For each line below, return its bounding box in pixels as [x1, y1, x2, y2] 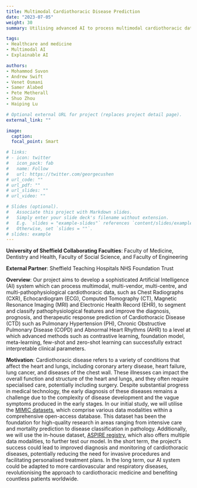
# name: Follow [6, 165, 49, 171]
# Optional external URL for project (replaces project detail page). [6, 111, 182, 118]
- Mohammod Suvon [6, 68, 49, 74]
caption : [11, 133, 33, 139]
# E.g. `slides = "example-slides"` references [6, 220, 130, 226]
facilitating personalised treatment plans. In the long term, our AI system [6, 457, 181, 464]
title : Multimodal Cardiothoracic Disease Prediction [6, 8, 141, 15]
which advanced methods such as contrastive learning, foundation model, [6, 333, 185, 340]
